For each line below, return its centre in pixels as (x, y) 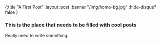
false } (11, 12)
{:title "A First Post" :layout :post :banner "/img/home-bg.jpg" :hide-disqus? (81, 7)
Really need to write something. (37, 36)
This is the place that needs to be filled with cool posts (71, 25)
